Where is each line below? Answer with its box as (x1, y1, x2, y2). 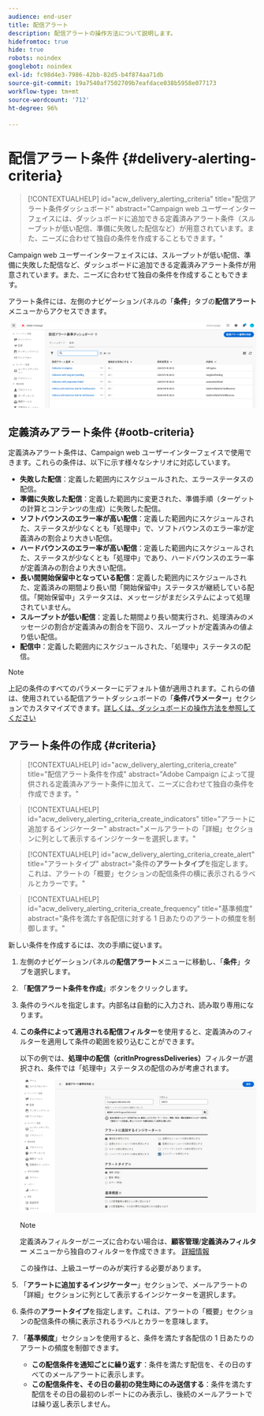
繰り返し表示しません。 (38, 1399, 115, 1409)
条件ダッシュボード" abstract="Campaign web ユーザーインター (48, 204, 256, 214)
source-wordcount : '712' (8, 95, 90, 104)
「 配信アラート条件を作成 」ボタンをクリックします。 (19, 983, 192, 993)
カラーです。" (41, 879, 86, 888)
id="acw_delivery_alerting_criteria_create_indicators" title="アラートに (27, 814, 256, 823)
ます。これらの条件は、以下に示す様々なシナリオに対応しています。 (14, 458, 235, 467)
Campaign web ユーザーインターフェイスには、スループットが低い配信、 (8, 251, 244, 260)
